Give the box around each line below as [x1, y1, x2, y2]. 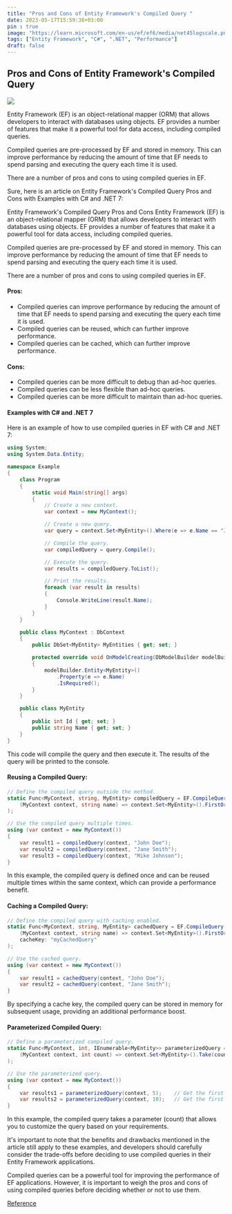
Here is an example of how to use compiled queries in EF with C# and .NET [7, 423, 221, 432]
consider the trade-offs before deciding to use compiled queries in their [7, 1150, 212, 1159]
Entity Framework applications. [7, 1158, 95, 1166]
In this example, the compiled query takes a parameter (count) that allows [7, 1115, 217, 1123]
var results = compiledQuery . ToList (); [43, 565, 159, 572]
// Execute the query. [43, 558, 110, 566]
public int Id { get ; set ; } [32, 718, 116, 725]
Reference [7, 1199, 37, 1208]
